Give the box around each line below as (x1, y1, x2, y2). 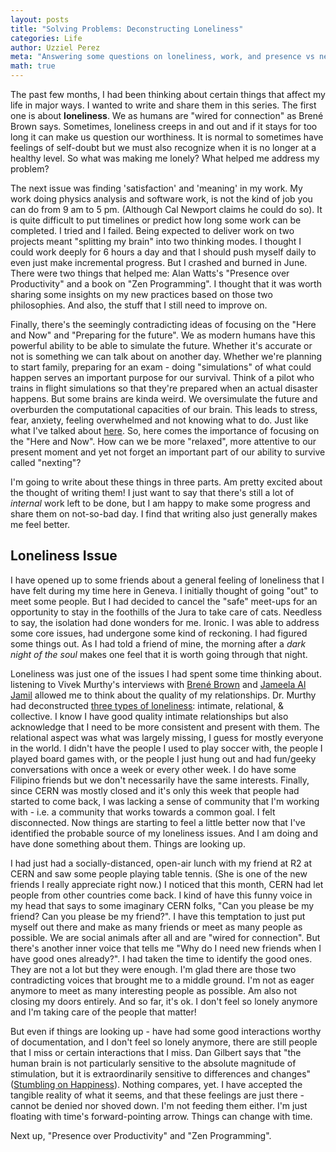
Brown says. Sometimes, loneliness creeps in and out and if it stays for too (10, 121, 318, 132)
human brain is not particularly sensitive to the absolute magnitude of (10, 1057, 297, 1069)
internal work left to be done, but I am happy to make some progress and (10, 497, 311, 509)
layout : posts (10, 14, 70, 25)
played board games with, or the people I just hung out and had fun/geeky (10, 752, 317, 765)
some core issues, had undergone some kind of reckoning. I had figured (10, 627, 308, 639)
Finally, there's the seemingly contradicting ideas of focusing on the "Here (10, 319, 317, 330)
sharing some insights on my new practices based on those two (10, 289, 273, 300)
